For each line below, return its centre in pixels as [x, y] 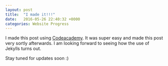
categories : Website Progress [37, 24]
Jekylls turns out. [23, 48]
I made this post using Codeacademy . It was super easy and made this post [84, 38]
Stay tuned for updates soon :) [37, 58]
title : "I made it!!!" [30, 14]
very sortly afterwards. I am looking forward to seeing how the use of [77, 43]
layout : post [19, 10]
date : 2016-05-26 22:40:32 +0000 [43, 19]
